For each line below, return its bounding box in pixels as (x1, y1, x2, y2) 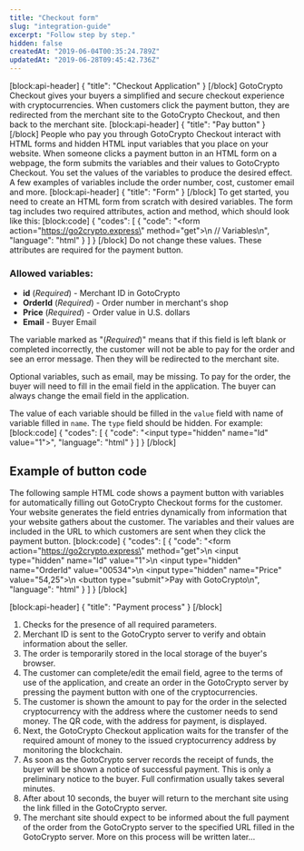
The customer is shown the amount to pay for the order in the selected (22, 697, 288, 708)
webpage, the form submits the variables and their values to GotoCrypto (9, 158, 279, 168)
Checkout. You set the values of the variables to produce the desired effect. (9, 167, 293, 178)
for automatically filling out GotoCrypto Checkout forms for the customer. (9, 497, 283, 509)
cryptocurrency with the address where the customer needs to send (22, 706, 279, 717)
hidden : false (9, 38, 64, 48)
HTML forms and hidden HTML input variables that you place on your (9, 138, 270, 149)
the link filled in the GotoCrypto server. (22, 803, 168, 814)
